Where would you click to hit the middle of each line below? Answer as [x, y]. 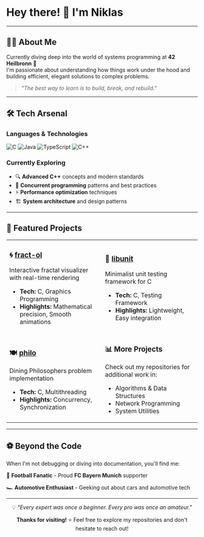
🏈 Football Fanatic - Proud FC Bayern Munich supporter [77, 476]
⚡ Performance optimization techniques [66, 192]
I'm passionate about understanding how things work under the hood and [98, 70]
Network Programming [148, 403]
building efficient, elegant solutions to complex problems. [78, 76]
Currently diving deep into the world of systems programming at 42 [91, 56]
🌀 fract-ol [26, 255]
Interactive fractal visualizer [49, 270]
